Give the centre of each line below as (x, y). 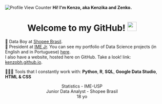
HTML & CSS (18, 77)
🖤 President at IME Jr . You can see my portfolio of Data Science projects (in (81, 47)
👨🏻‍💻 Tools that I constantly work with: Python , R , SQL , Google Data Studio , (81, 71)
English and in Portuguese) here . (38, 52)
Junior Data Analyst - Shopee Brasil (82, 91)
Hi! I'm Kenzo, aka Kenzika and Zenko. (92, 8)
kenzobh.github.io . (24, 62)
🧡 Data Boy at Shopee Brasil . (34, 41)
